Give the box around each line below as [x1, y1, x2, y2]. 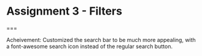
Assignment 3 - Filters [6, 4, 123, 18]
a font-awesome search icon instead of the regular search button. [6, 43, 173, 50]
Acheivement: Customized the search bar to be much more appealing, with [6, 36, 196, 43]
